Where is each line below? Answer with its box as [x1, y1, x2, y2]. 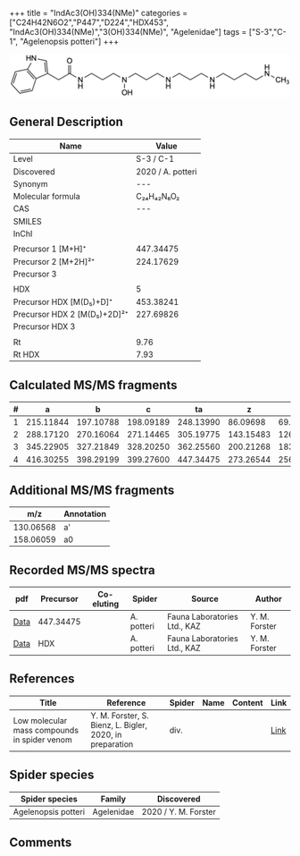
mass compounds [12, 725, 79, 735]
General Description [9, 114, 123, 130]
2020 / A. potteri [135, 165, 197, 177]
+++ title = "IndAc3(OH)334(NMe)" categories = [9, 8, 188, 18]
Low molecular [12, 715, 68, 725]
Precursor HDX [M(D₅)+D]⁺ [12, 296, 113, 307]
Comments [9, 835, 72, 851]
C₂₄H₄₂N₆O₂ [135, 191, 180, 202]
